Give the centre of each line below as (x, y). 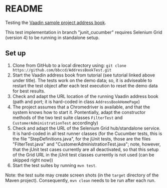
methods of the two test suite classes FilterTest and (67, 117)
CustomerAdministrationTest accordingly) (55, 122)
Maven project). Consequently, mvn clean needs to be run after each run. (80, 180)
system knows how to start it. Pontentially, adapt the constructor (79, 112)
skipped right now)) (33, 160)
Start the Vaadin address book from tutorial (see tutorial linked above (84, 75)
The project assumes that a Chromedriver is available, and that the (81, 107)
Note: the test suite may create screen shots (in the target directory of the (82, 175)
